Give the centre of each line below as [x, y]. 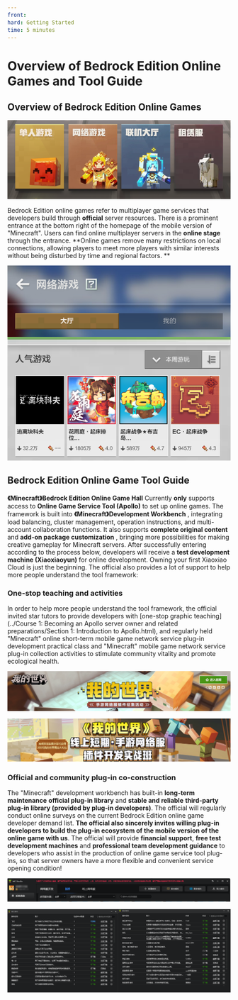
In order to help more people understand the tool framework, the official [112, 609]
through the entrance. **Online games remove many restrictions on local [114, 240]
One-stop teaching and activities [65, 593]
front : [17, 15]
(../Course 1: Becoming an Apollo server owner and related [93, 623]
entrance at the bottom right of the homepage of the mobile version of [110, 225]
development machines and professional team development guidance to [116, 845]
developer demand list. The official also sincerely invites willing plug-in [113, 823]
